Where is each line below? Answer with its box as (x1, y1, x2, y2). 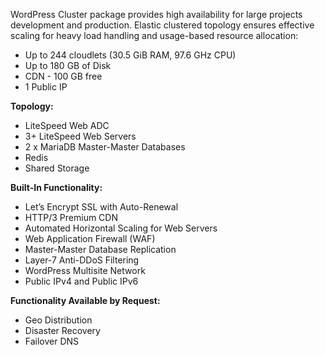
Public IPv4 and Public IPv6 (24, 275, 139, 287)
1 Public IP (24, 81, 68, 93)
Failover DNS (24, 335, 80, 347)
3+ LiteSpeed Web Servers (24, 130, 137, 142)
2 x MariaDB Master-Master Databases (24, 141, 186, 153)
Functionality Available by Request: (10, 295, 161, 306)
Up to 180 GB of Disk (24, 60, 112, 71)
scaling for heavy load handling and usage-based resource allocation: (10, 30, 299, 41)
